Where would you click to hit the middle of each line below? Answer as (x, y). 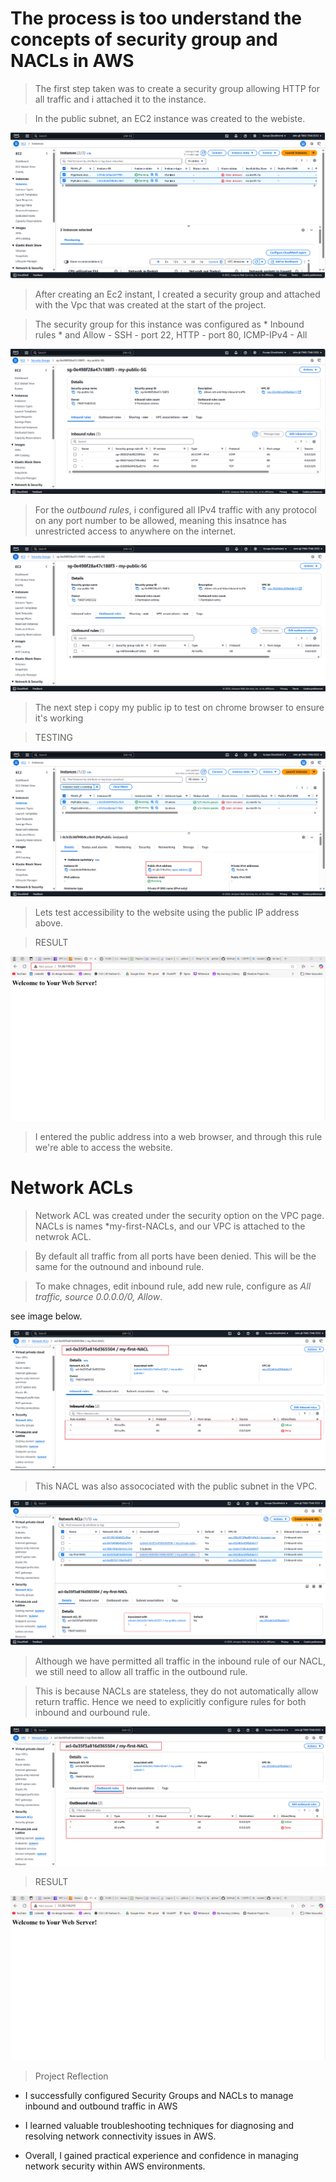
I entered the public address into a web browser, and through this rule (178, 1137)
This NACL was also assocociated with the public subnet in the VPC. (176, 1486)
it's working (59, 718)
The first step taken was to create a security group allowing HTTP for (177, 88)
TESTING (53, 738)
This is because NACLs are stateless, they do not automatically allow (176, 1691)
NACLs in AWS (72, 61)
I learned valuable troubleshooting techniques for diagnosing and (159, 2126)
